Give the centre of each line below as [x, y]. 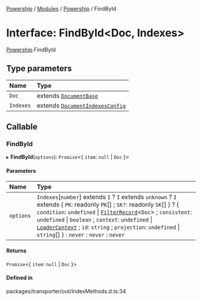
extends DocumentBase [67, 96]
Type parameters [39, 69]
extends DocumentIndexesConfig [81, 105]
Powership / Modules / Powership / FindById [61, 9]
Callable [22, 127]
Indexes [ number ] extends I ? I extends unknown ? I [107, 197]
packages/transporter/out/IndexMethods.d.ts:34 [66, 291]
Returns [17, 251]
